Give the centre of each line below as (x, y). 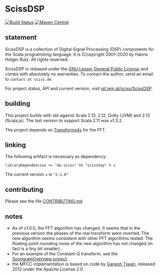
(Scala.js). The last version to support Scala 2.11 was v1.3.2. (64, 120)
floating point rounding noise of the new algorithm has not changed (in (82, 243)
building (18, 104)
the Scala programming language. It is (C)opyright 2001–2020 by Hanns (77, 54)
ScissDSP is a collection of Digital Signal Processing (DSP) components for (80, 49)
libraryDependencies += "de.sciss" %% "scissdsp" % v (60, 165)
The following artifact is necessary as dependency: (56, 157)
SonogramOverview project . (40, 259)
